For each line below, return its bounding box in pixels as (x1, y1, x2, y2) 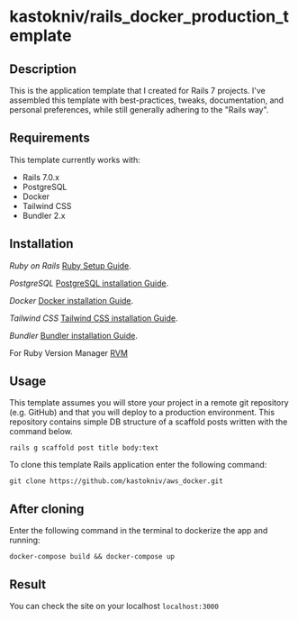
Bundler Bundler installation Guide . (9, 330, 138, 341)
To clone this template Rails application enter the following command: (9, 460, 267, 470)
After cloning (9, 501, 85, 516)
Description (9, 61, 77, 77)
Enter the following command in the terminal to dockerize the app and (9, 525, 268, 536)
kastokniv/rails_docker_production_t (9, 6, 290, 27)
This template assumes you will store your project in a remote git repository (9, 397, 290, 408)
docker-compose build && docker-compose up (9, 552, 176, 561)
